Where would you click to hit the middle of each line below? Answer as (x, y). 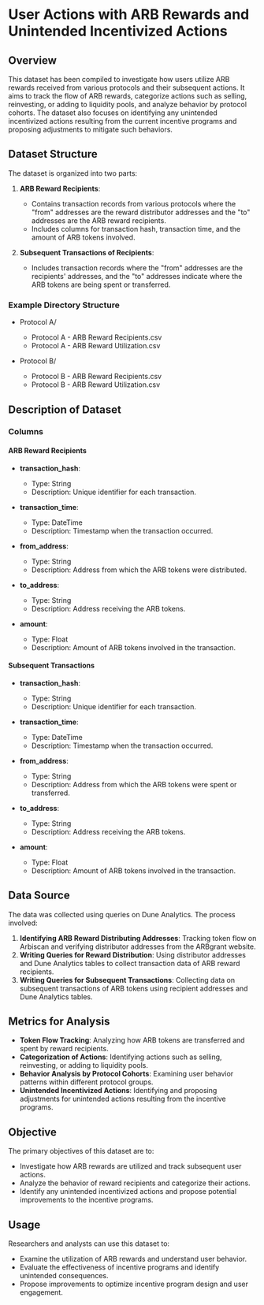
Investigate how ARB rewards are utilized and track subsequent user (130, 1166)
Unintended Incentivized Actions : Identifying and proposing (118, 1091)
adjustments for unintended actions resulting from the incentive (123, 1099)
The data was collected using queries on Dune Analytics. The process (122, 914)
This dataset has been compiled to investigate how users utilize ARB (119, 79)
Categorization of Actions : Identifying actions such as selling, (121, 1057)
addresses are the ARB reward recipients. (99, 220)
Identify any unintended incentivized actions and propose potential (128, 1192)
